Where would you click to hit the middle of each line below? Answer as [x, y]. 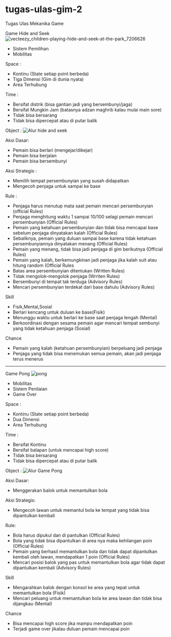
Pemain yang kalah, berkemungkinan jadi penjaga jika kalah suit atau [84, 260]
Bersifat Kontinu [30, 445]
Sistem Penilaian [30, 389]
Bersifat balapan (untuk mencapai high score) [61, 450]
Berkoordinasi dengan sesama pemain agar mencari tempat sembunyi [86, 323]
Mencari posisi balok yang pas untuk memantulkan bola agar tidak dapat [89, 562]
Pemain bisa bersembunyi [40, 161]
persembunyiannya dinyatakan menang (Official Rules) [70, 243]
